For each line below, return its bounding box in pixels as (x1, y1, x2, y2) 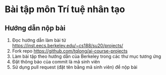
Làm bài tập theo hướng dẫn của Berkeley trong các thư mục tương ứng (12, 53, 161, 59)
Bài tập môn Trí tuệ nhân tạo (5, 4, 125, 15)
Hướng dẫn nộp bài (5, 24, 66, 32)
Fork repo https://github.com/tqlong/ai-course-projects (12, 48, 128, 54)
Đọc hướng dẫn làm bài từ (12, 37, 66, 43)
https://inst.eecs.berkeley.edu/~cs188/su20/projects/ (12, 43, 123, 49)
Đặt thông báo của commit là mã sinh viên (12, 59, 100, 64)
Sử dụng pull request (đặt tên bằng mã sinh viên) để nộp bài (12, 64, 138, 70)
